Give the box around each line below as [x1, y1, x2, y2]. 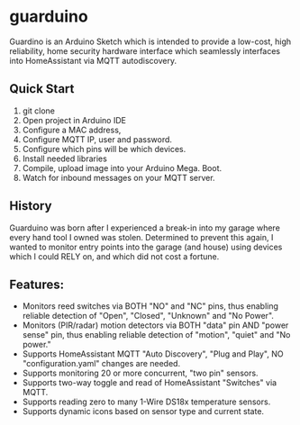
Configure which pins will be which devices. [22, 143, 186, 154]
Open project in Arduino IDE [22, 114, 126, 125]
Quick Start [9, 81, 75, 96]
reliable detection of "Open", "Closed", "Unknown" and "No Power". [22, 311, 275, 321]
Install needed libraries [22, 153, 108, 164]
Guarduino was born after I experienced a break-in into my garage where [9, 222, 281, 233]
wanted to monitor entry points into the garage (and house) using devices [9, 241, 283, 252]
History [9, 198, 52, 213]
